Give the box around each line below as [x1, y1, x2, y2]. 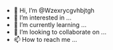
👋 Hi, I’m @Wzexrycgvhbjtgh [13, 7, 95, 14]
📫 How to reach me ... [13, 36, 77, 43]
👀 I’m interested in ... [13, 14, 72, 22]
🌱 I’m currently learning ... [13, 21, 87, 28]
